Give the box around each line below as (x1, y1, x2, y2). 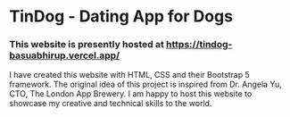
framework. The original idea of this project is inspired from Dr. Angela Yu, (9, 79, 283, 90)
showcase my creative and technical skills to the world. (9, 98, 212, 109)
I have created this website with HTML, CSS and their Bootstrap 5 (9, 70, 250, 80)
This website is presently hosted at (9, 38, 165, 51)
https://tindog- (166, 38, 233, 51)
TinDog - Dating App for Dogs (9, 6, 234, 27)
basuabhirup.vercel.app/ (9, 49, 120, 62)
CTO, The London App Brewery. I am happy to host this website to (9, 88, 253, 99)
